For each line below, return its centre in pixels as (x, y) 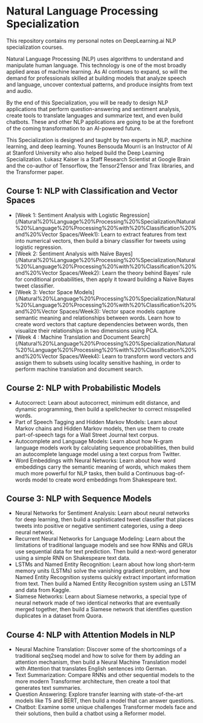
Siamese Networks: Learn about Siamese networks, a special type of (101, 597)
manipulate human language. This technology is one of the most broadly (96, 65)
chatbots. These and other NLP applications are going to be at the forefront (100, 121)
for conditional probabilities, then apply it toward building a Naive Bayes (104, 279)
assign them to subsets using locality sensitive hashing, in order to (98, 362)
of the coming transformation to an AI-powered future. (74, 128)
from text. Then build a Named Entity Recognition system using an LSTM (105, 583)
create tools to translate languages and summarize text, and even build (95, 115)
